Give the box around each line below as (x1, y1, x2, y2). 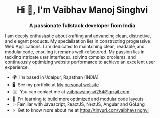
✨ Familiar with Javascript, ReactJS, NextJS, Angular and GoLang (12, 101, 145, 107)
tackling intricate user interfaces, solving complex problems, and (5, 54, 136, 60)
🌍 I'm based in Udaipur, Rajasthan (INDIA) (12, 74, 99, 80)
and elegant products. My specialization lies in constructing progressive (5, 38, 150, 44)
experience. (5, 64, 29, 70)
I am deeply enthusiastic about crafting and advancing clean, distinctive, (5, 33, 151, 39)
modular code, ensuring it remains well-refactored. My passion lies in (5, 49, 145, 55)
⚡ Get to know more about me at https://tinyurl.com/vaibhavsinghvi (12, 107, 149, 113)
